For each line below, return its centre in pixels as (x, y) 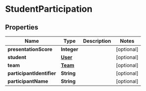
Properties (22, 27)
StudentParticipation (49, 9)
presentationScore (30, 49)
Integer (70, 49)
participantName (28, 81)
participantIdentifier (32, 73)
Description (97, 41)
